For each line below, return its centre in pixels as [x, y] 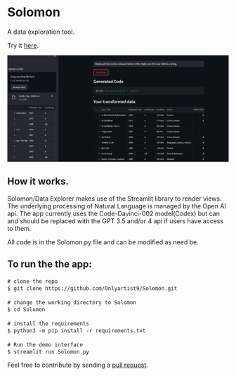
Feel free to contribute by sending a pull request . [78, 365]
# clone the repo [33, 281]
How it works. [38, 181]
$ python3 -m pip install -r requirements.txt [77, 331]
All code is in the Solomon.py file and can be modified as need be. [103, 242]
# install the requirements [48, 324]
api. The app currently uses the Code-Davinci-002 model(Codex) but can [113, 213]
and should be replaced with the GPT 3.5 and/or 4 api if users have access [116, 221]
